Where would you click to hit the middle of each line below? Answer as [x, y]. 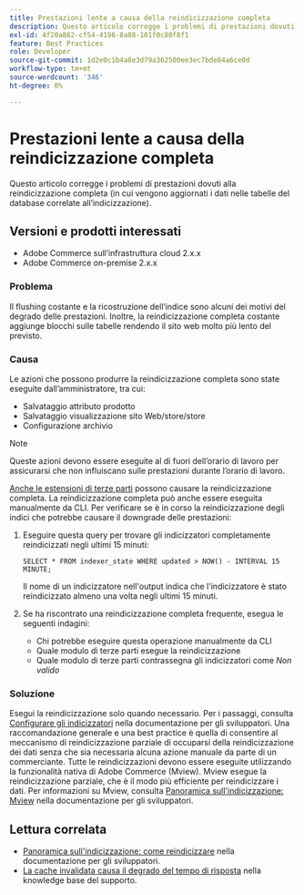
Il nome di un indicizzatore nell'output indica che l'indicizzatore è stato [155, 586]
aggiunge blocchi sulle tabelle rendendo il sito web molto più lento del [140, 325]
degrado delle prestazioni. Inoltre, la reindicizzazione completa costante [145, 316]
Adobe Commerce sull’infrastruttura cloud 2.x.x [112, 253]
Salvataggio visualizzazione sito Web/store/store [114, 416]
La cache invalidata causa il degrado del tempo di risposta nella [142, 870]
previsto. [26, 335]
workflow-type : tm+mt [51, 69]
